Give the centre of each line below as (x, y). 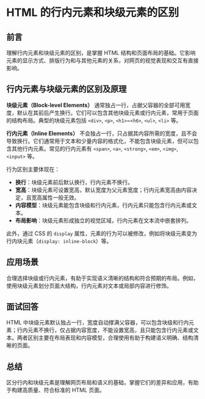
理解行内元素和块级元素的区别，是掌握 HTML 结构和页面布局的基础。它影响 (101, 53)
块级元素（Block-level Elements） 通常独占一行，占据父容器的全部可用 (96, 105)
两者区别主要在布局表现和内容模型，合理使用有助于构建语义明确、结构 (105, 338)
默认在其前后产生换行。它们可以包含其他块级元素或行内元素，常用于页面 (108, 112)
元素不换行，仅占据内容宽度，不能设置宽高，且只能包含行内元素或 (110, 330)
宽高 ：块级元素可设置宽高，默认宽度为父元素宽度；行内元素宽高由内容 (103, 189)
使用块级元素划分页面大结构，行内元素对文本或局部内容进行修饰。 (89, 285)
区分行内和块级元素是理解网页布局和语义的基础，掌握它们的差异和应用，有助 (103, 383)
